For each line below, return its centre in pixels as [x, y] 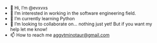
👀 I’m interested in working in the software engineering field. [73, 13]
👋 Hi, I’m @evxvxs [29, 8]
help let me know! [29, 29]
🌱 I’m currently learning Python [42, 18]
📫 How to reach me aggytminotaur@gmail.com [60, 35]
